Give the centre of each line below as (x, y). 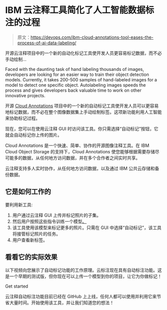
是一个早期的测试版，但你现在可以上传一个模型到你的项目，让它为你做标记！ (83, 276)
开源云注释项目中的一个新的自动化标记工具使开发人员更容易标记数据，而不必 (83, 53)
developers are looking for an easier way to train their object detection (77, 74)
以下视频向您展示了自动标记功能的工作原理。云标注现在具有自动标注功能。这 (83, 270)
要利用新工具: (19, 204)
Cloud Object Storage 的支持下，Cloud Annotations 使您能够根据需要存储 (80, 151)
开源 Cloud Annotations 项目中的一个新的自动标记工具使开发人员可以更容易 (82, 106)
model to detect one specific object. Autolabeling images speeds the (76, 85)
